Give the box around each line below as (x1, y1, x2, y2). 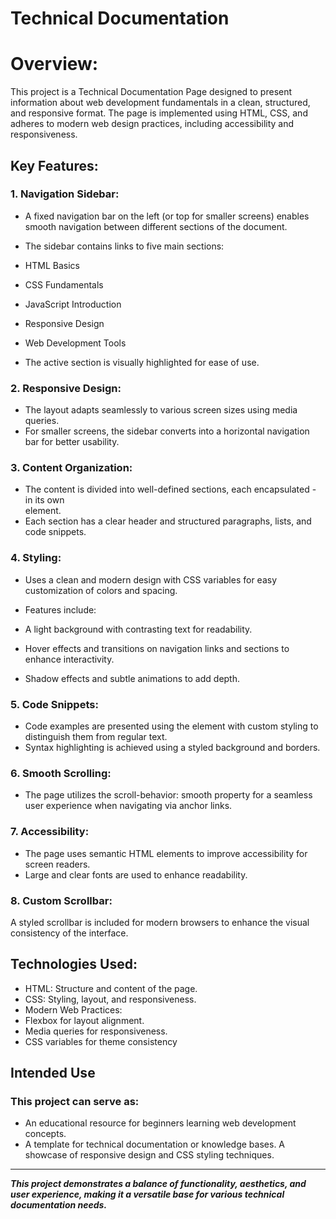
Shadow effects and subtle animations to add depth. (24, 672, 241, 684)
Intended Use (10, 1065, 96, 1082)
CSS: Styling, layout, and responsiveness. (24, 993, 197, 1005)
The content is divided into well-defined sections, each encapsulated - (24, 483, 317, 496)
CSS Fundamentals (24, 278, 104, 291)
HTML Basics (24, 259, 80, 271)
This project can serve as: (10, 1095, 140, 1109)
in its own (24, 494, 65, 506)
